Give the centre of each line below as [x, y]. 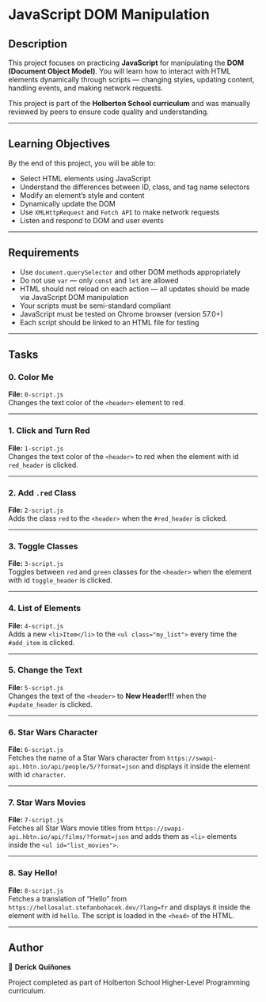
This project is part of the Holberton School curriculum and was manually [129, 103]
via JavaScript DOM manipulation [74, 297]
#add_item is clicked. [42, 642]
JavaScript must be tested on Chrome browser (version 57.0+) [121, 313]
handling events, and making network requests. [86, 88]
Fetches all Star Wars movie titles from [71, 828]
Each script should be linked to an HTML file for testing [109, 322]
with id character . [37, 775]
